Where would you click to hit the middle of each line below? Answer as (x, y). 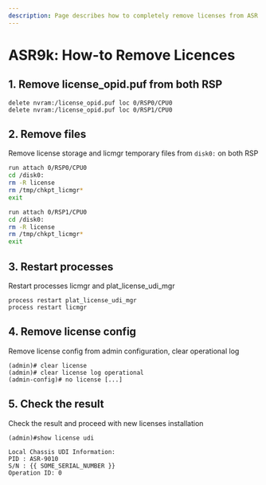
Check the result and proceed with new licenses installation (106, 423)
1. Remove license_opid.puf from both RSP (115, 85)
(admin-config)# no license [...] (66, 380)
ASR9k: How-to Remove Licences (122, 55)
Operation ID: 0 (35, 473)
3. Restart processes (61, 267)
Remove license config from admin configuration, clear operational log (124, 351)
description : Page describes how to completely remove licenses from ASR (133, 16)
